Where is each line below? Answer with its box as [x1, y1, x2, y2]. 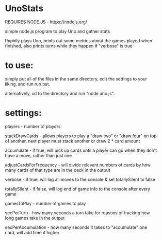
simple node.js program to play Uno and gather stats [5, 28, 110, 34]
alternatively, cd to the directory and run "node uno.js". [5, 90, 115, 96]
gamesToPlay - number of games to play [5, 200, 86, 206]
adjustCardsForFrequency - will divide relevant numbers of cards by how [5, 162, 151, 168]
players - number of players [5, 123, 61, 129]
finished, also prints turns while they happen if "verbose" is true [5, 43, 132, 48]
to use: [5, 60, 33, 71]
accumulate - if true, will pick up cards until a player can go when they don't [5, 147, 157, 153]
